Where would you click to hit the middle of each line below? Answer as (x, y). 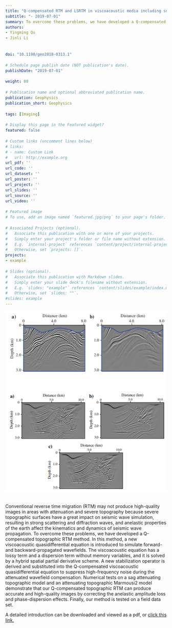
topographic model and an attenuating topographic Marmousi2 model (79, 583)
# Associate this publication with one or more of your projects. (80, 233)
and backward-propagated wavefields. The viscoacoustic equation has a (82, 550)
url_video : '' (20, 201)
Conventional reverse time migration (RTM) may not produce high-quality (83, 506)
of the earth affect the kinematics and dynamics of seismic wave (73, 528)
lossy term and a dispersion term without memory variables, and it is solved (85, 555)
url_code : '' (19, 168)
